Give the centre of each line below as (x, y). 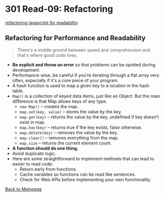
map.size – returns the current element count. (66, 143)
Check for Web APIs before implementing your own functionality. (85, 179)
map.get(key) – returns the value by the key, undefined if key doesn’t (89, 117)
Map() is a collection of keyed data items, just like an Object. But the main (86, 96)
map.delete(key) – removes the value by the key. (69, 132)
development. (26, 70)
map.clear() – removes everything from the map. (69, 138)
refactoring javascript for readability (41, 23)
